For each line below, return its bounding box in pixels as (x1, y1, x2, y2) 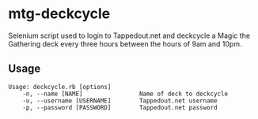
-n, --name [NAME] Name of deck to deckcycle (22, 90, 228, 98)
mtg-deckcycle (8, 5, 111, 23)
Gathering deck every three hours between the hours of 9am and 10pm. (8, 39, 242, 48)
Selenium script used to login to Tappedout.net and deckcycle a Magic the (8, 31, 251, 40)
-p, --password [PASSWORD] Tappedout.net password (22, 103, 218, 111)
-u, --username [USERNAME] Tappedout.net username (22, 96, 218, 105)
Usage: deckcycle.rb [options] (8, 83, 112, 91)
